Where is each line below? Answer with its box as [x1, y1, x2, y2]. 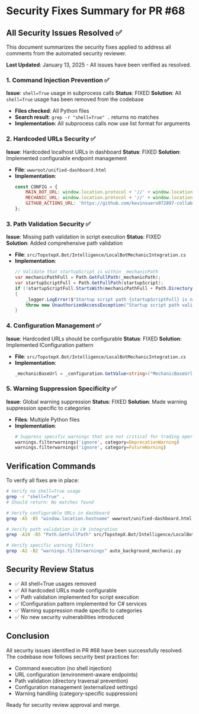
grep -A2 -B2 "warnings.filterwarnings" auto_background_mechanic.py [6, 548, 182, 554]
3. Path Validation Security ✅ [6, 219, 91, 228]
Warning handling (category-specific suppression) [14, 690, 138, 697]
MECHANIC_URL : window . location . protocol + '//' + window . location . [25, 195, 195, 201]
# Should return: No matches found [6, 499, 94, 505]
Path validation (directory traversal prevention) [14, 677, 129, 684]
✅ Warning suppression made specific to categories [14, 607, 142, 614]
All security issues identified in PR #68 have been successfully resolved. [6, 646, 184, 654]
